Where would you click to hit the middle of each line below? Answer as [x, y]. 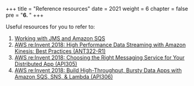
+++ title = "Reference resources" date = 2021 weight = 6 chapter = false [97, 9]
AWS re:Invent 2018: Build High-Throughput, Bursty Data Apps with [98, 70]
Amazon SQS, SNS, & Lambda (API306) [63, 77]
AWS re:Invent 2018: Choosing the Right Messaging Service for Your [99, 57]
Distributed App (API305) [46, 64]
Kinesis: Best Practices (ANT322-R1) [60, 51]
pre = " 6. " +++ [24, 15]
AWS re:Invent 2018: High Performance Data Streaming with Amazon [100, 45]
